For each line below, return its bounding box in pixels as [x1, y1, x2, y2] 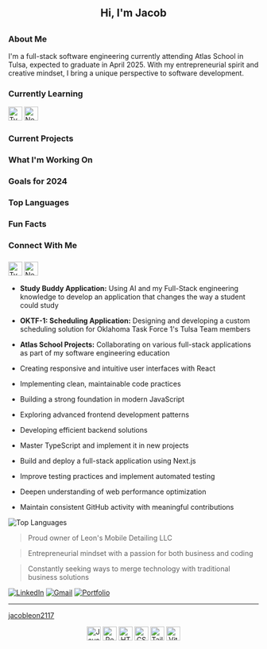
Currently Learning [8, 88, 83, 99]
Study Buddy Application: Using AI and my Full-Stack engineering [19, 283, 238, 293]
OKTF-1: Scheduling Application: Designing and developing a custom [19, 316, 250, 325]
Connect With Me [8, 239, 78, 251]
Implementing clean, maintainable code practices [19, 379, 181, 388]
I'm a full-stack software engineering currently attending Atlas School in [8, 52, 244, 61]
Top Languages [8, 197, 70, 208]
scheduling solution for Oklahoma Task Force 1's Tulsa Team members [19, 324, 251, 333]
